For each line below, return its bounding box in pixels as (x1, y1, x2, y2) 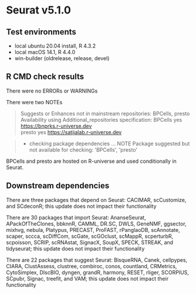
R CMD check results (6, 71, 85, 82)
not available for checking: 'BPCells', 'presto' (29, 146, 138, 153)
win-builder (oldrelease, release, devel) (14, 55, 110, 61)
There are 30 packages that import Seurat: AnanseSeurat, (6, 214, 146, 221)
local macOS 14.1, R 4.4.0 (14, 49, 76, 56)
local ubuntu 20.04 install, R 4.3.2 (14, 42, 96, 49)
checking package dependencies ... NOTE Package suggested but (29, 140, 190, 147)
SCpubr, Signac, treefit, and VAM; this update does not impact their (6, 275, 169, 282)
